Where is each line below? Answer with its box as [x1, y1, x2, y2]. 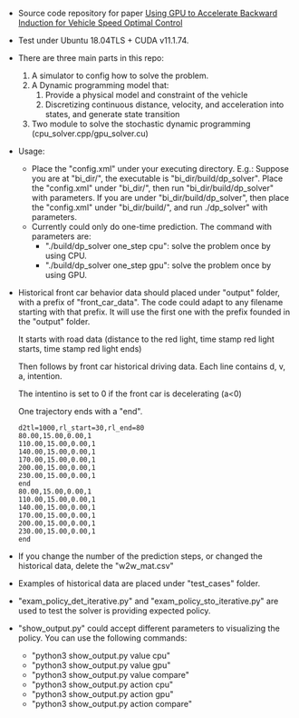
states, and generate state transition [44, 109, 180, 119]
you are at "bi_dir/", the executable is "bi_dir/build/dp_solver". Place [31, 173, 284, 184]
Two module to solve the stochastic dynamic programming [31, 118, 251, 129]
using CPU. [44, 250, 88, 261]
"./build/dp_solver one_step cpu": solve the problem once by [44, 241, 272, 251]
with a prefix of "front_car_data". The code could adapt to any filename [17, 297, 284, 307]
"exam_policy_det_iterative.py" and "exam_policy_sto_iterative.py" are [17, 595, 279, 606]
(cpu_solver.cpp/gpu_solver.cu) [31, 128, 149, 139]
